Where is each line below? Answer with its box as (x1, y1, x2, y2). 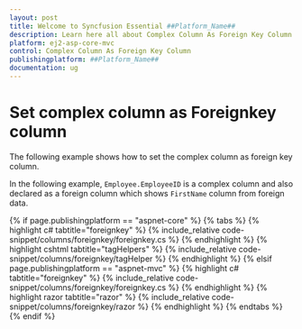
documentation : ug (9, 64, 78, 73)
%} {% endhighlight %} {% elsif (154, 253, 272, 264)
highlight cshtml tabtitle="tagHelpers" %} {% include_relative (9, 243, 237, 254)
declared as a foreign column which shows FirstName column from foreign (9, 187, 286, 198)
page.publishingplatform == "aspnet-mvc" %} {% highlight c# (9, 262, 240, 273)
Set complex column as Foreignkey (9, 103, 277, 123)
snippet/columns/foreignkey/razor (9, 301, 136, 312)
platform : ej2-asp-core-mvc (9, 38, 115, 48)
